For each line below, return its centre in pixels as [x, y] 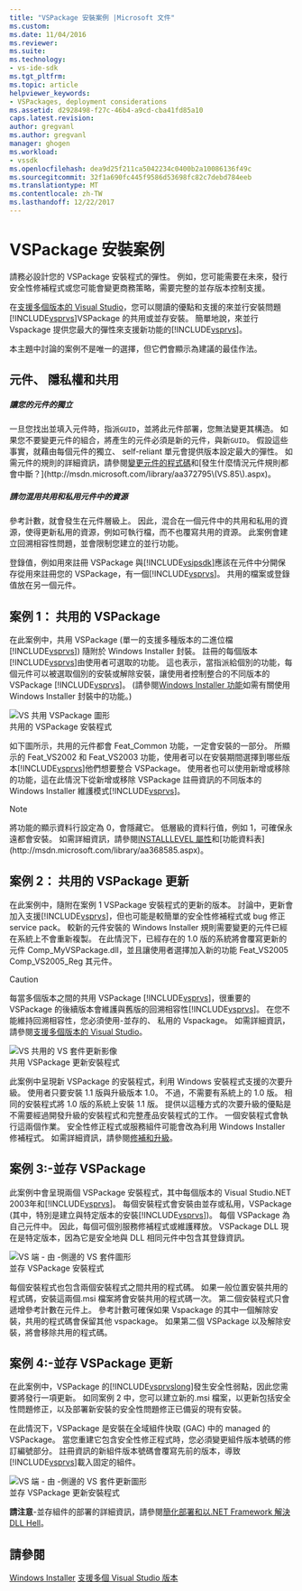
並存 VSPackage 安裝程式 [57, 1268]
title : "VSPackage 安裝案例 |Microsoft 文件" [92, 18]
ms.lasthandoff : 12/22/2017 [62, 203]
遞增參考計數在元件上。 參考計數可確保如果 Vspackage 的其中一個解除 [140, 1309]
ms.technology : [38, 60]
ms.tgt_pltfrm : [38, 77]
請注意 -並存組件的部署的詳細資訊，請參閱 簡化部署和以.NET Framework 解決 [150, 1512]
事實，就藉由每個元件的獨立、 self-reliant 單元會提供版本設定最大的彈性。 [146, 451]
